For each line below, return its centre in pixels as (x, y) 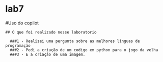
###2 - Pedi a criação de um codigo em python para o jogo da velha (84, 50)
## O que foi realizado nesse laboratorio (51, 32)
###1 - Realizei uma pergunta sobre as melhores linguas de (75, 41)
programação (18, 45)
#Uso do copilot (22, 23)
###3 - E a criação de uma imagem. (48, 54)
